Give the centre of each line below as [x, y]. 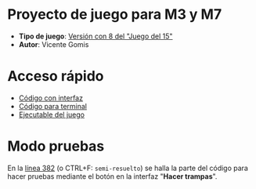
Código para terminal [53, 106]
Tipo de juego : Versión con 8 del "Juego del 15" [96, 36]
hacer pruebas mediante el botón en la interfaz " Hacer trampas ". [112, 176]
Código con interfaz [51, 98]
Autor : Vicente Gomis [54, 44]
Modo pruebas [56, 146]
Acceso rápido [56, 76]
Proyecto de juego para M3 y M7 [115, 15]
